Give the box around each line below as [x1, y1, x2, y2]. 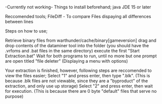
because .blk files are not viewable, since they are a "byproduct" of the [5, 78, 148, 84]
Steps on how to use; [5, 28, 48, 34]
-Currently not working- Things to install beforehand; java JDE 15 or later [5, 4, 151, 10]
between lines [5, 19, 33, 24]
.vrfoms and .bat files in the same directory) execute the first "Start [5, 48, 140, 53]
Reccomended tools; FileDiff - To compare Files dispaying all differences [5, 14, 151, 19]
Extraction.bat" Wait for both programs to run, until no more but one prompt [5, 53, 157, 59]
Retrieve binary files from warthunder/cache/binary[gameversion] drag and [5, 37, 157, 43]
